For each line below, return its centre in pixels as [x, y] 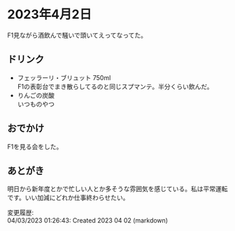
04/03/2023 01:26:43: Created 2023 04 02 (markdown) [88, 220]
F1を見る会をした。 [35, 146]
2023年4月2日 [50, 14]
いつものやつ [36, 104]
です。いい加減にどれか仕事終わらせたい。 [68, 198]
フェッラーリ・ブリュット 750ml [64, 77]
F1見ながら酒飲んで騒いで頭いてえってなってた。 [77, 35]
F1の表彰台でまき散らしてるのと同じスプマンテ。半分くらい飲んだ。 [115, 86]
